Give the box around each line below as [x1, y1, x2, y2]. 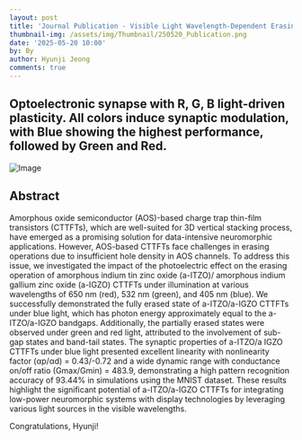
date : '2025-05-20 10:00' [9, 38, 106, 48]
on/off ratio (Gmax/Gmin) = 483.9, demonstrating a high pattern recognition [9, 365, 290, 375]
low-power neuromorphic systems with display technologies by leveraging [9, 393, 286, 404]
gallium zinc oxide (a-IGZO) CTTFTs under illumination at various [9, 279, 250, 290]
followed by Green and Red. [9, 138, 168, 154]
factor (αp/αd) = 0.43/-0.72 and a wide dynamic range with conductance [9, 356, 280, 366]
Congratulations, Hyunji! [9, 420, 99, 431]
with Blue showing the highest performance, [9, 125, 263, 140]
